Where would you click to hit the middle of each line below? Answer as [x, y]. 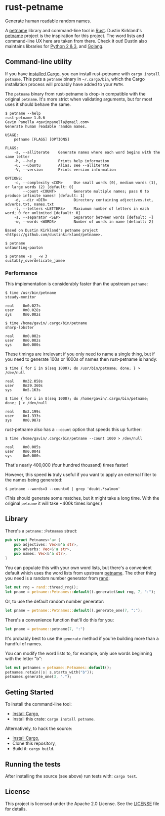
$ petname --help [23, 113]
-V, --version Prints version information [65, 170]
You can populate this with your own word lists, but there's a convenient [79, 568]
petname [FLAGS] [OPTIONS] [42, 139]
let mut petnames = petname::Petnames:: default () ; [58, 668]
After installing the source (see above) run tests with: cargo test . [71, 776]
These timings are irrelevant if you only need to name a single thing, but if [80, 354]
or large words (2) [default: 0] [40, 187]
